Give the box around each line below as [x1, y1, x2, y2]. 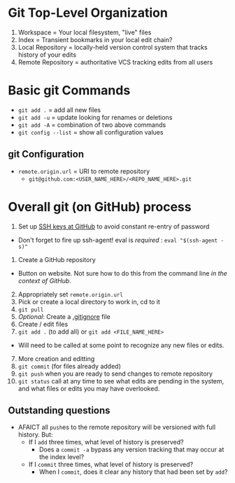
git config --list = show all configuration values [17, 128, 164, 136]
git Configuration [8, 149, 85, 161]
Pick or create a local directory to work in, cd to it [17, 297, 160, 306]
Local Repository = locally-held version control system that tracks [17, 43, 208, 51]
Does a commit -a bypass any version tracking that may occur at [38, 445, 225, 454]
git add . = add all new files [17, 105, 101, 114]
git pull [17, 306, 44, 313]
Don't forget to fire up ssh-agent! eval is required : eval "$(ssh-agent [17, 236, 218, 244]
